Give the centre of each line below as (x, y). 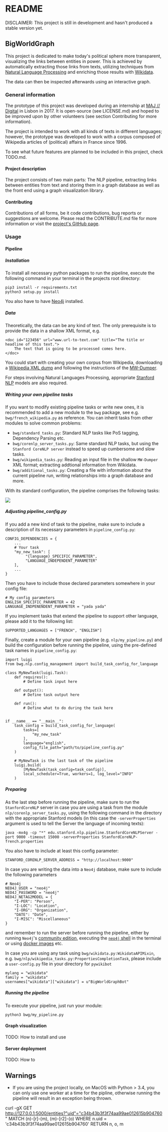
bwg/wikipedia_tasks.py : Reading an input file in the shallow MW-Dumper (85, 459)
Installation (17, 260)
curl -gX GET (19, 1108)
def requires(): (31, 677)
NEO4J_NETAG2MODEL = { (29, 897)
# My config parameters (30, 598)
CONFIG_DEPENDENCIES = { (31, 539)
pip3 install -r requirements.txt (41, 287)
